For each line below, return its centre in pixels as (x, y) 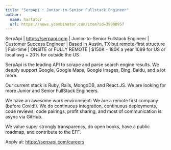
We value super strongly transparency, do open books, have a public (78, 127)
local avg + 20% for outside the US (42, 55)
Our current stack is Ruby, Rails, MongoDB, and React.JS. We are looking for (86, 85)
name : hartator (26, 19)
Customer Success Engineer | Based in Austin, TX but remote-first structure (85, 44)
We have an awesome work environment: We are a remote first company (82, 101)
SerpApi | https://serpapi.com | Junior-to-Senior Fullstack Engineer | (77, 39)
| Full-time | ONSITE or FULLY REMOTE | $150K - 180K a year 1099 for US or (86, 49)
